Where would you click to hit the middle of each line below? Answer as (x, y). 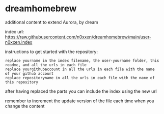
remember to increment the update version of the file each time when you (80, 101)
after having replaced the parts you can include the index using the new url (81, 91)
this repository (22, 82)
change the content (25, 106)
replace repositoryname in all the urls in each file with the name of (80, 78)
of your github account (29, 73)
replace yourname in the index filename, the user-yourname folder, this (82, 60)
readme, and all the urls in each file (46, 65)
